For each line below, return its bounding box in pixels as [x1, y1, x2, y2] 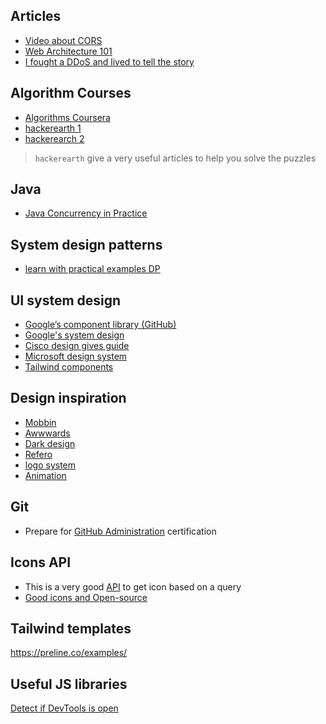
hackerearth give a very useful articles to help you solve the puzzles [34, 152, 317, 164]
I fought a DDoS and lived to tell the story [24, 55, 195, 68]
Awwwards [24, 427, 71, 439]
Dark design [24, 437, 76, 449]
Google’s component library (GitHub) [24, 319, 177, 331]
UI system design [10, 292, 122, 309]
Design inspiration [10, 390, 127, 407]
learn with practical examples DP [24, 263, 161, 275]
